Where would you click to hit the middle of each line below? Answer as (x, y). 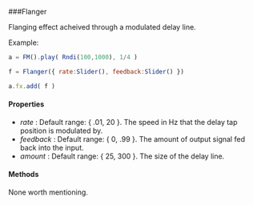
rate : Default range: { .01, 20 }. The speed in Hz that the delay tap (129, 122)
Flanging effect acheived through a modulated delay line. (102, 27)
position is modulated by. (61, 131)
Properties (26, 104)
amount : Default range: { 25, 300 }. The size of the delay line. (122, 156)
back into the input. (52, 147)
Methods (24, 175)
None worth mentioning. (48, 192)
